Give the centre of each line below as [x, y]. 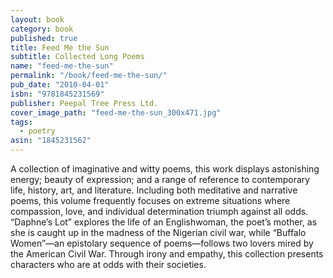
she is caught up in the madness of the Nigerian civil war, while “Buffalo [158, 232]
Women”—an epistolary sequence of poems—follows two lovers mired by [162, 243]
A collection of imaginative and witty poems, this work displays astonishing [165, 169]
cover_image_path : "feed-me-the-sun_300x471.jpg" [116, 112]
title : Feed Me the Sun [60, 47]
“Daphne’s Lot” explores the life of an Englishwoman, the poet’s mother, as [164, 222]
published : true [44, 38]
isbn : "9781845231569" [57, 94]
